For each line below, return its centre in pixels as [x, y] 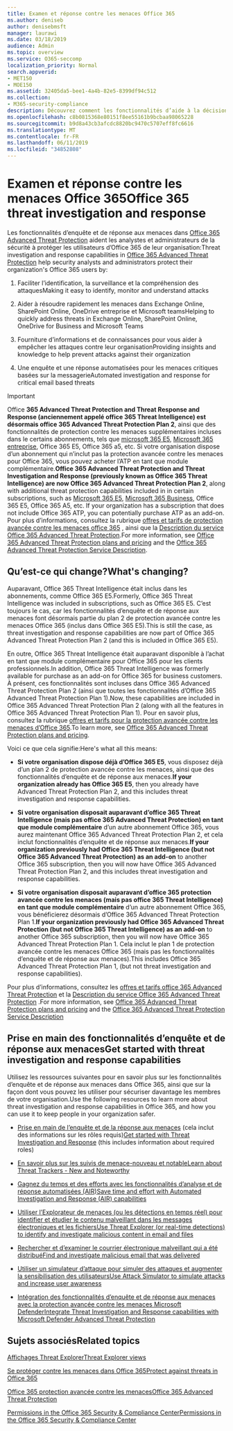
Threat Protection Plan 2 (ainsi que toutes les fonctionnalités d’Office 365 [112, 690]
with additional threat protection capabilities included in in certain [101, 490]
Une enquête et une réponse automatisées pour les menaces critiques [118, 367]
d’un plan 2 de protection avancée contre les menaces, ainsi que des [115, 769]
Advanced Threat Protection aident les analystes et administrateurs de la [111, 240]
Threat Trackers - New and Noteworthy [74, 1170]
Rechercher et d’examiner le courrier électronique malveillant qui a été [118, 1247]
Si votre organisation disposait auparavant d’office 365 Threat [109, 812]
